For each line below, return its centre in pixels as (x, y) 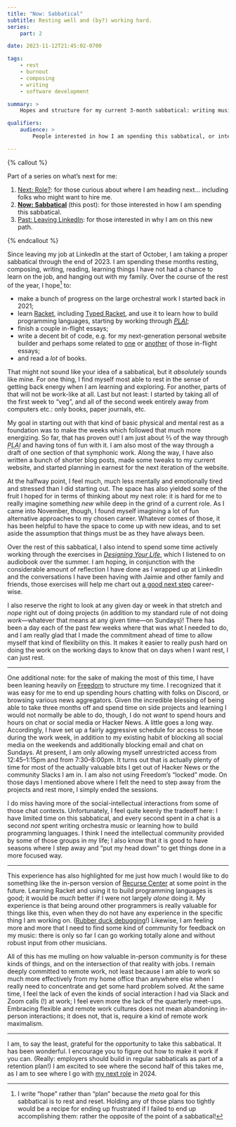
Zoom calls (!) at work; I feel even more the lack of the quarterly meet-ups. (115, 1001)
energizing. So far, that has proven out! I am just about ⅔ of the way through (118, 438)
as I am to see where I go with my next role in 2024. (82, 1074)
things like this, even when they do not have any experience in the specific (115, 913)
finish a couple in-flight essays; (63, 329)
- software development (55, 91)
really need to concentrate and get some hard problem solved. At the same (116, 987)
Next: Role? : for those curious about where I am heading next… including (123, 190)
